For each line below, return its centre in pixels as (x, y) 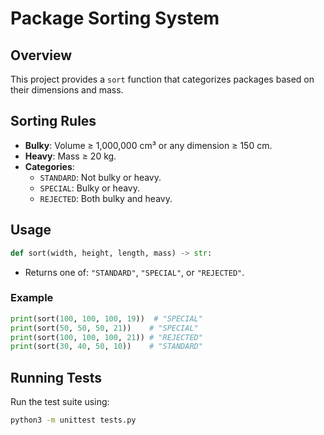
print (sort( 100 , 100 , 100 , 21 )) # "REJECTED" (106, 337)
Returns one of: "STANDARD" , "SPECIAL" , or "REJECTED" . (134, 272)
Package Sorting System (115, 18)
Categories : (49, 166)
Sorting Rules (53, 121)
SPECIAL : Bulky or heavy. (89, 188)
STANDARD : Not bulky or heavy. (100, 177)
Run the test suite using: (60, 402)
